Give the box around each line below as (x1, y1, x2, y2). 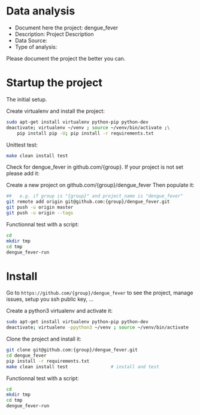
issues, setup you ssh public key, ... (6, 295, 94, 303)
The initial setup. (6, 95, 47, 103)
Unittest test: (6, 141, 38, 148)
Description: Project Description (14, 30, 94, 37)
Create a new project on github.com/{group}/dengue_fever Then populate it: (6, 181, 195, 189)
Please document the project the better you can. (6, 55, 126, 62)
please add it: (6, 170, 40, 177)
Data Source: (14, 37, 48, 44)
